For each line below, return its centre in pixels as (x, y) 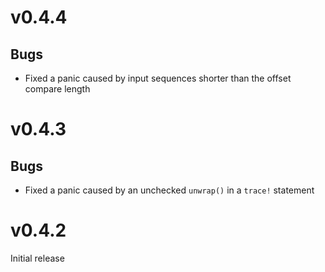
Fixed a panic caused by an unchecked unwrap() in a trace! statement (169, 190)
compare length (57, 89)
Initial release (37, 258)
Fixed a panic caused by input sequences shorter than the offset (158, 78)
